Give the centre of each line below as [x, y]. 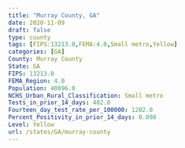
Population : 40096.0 [42, 88]
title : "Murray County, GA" [54, 15]
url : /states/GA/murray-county [59, 132]
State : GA [24, 67]
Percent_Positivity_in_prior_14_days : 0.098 [82, 117]
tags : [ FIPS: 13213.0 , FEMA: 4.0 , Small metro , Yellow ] [93, 45]
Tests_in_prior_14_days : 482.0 [59, 103]
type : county [30, 37]
